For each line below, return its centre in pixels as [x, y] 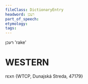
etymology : [16, 24]
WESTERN [27, 62]
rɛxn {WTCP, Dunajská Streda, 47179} [44, 76]
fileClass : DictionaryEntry [34, 10]
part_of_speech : [22, 19]
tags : [11, 28]
